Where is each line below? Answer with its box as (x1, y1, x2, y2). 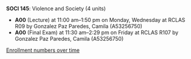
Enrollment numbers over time (6, 47, 80, 54)
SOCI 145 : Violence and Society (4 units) (6, 5, 106, 12)
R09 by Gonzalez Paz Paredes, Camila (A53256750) (14, 23, 142, 29)
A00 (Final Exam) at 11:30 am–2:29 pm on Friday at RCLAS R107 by (14, 29, 179, 36)
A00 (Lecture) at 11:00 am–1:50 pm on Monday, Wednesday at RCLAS (14, 17, 186, 23)
